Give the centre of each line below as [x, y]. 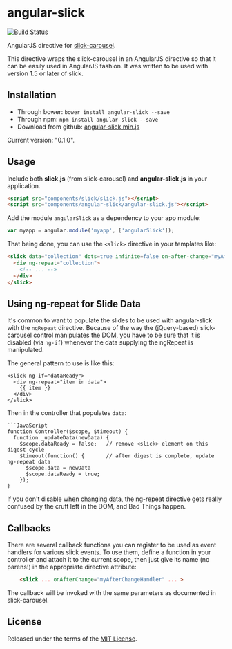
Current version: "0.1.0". [41, 140]
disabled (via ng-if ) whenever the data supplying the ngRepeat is [100, 342]
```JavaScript [28, 426]
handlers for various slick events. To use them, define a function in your [109, 552]
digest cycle [26, 450]
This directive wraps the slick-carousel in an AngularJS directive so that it [112, 58]
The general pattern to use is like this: [61, 363]
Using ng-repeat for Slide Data [74, 303]
